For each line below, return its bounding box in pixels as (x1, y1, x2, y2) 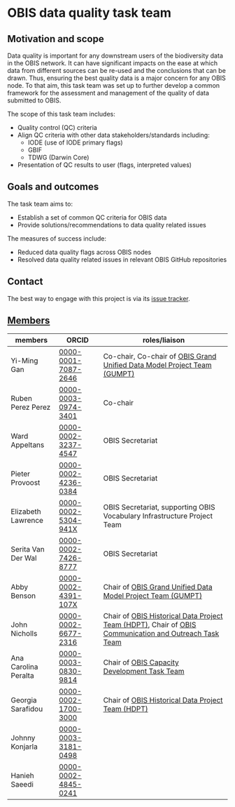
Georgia (10, 695, 37, 705)
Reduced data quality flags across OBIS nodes (17, 248, 152, 256)
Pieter (10, 469, 30, 479)
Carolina (10, 662, 38, 672)
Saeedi (10, 780, 34, 789)
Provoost (10, 478, 41, 488)
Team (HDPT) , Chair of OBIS (103, 620, 197, 629)
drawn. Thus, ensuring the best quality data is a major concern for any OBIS (7, 74, 226, 82)
